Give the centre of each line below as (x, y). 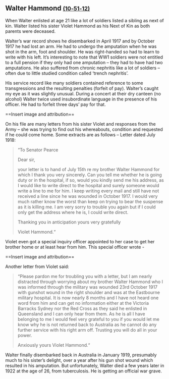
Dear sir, (26, 159)
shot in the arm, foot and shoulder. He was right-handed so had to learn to (82, 51)
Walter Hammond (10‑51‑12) (48, 8)
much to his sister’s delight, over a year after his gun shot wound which (79, 360)
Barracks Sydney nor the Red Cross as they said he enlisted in (82, 308)
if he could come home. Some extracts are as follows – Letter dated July (80, 134)
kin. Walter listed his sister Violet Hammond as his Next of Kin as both (78, 26)
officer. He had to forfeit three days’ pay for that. (55, 104)
